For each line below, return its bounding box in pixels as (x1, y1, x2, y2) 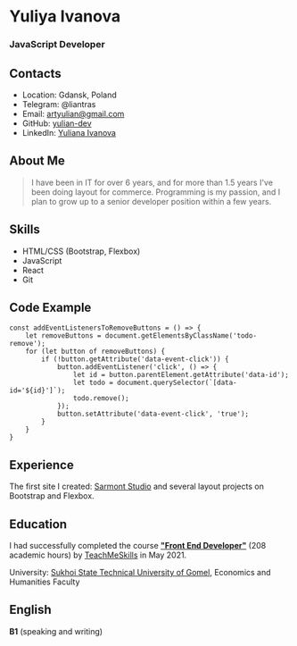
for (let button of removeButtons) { (25, 347, 166, 357)
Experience (9, 457, 74, 473)
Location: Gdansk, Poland (21, 89, 118, 100)
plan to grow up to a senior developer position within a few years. (30, 196, 272, 206)
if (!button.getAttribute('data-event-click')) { (41, 355, 229, 364)
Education (9, 516, 68, 532)
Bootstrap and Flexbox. (9, 491, 95, 501)
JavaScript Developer (9, 38, 105, 51)
